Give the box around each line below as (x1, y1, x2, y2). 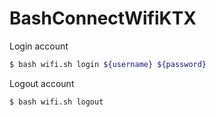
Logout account (9, 77, 75, 89)
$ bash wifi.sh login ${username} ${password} (9, 59, 207, 69)
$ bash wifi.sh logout (9, 97, 104, 107)
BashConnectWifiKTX (9, 7, 197, 30)
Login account (9, 40, 69, 52)
